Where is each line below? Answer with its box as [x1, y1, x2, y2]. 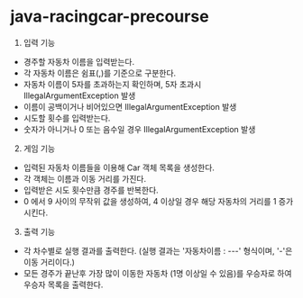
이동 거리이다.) [23, 257, 76, 267]
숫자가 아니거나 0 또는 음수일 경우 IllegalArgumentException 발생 [23, 123, 256, 134]
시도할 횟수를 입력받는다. [23, 113, 111, 123]
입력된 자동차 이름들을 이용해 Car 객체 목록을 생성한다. [23, 162, 216, 173]
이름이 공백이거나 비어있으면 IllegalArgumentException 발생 [23, 101, 237, 112]
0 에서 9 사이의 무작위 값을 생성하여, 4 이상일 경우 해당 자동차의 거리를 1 [23, 195, 277, 206]
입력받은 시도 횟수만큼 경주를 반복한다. [23, 185, 159, 195]
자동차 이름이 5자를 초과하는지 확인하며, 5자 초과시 [23, 78, 202, 89]
